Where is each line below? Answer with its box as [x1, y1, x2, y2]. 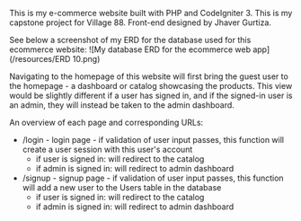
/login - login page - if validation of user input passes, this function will [22, 135, 285, 145]
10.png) [72, 54, 101, 64]
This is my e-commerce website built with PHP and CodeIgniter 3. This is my [9, 8, 293, 18]
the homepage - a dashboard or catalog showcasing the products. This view [9, 81, 293, 91]
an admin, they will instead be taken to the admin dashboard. [9, 100, 235, 110]
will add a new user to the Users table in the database [22, 182, 222, 192]
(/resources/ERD [9, 54, 71, 64]
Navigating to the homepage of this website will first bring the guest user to [9, 71, 289, 82]
